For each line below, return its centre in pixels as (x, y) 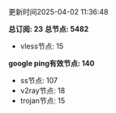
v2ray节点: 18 (43, 90)
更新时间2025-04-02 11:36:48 (58, 12)
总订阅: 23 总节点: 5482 (49, 29)
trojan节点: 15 (43, 100)
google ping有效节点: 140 (52, 63)
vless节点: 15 (42, 46)
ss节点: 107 (39, 80)
